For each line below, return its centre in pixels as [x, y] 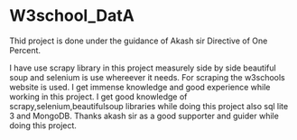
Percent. [25, 50]
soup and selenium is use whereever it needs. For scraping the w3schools [148, 77]
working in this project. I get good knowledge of [98, 97]
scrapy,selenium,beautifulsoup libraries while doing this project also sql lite [149, 106]
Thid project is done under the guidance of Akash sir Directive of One [139, 41]
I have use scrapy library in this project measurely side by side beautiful [143, 68]
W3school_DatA [72, 16]
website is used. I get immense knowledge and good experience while [140, 87]
